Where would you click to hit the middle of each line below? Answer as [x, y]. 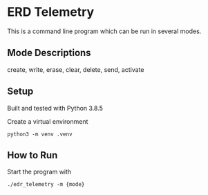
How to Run [32, 155]
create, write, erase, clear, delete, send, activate [76, 69]
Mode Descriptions [49, 53]
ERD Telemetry [51, 12]
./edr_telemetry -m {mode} [46, 185]
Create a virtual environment [48, 121]
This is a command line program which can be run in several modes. [104, 31]
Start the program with [39, 172]
